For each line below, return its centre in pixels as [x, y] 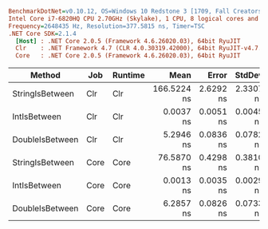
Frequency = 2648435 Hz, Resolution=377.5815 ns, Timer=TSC [106, 26]
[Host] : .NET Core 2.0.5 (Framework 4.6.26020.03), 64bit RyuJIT [128, 41]
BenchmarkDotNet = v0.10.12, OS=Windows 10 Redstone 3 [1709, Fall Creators [135, 11]
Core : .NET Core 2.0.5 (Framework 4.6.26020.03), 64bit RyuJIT [128, 56]
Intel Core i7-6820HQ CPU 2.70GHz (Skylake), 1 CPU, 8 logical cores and [134, 18]
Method [46, 75]
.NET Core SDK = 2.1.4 [43, 34]
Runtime [128, 75]
